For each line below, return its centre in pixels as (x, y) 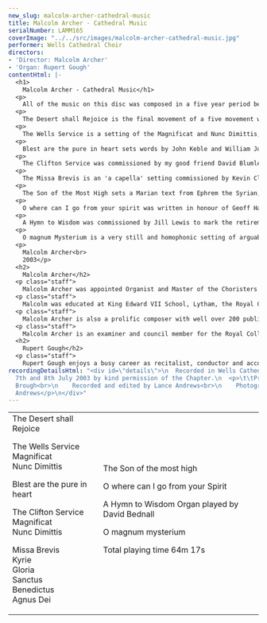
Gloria (23, 570)
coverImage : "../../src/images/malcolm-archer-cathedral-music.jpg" (124, 38)
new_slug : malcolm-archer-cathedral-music (79, 16)
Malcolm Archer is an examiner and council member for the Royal (133, 334)
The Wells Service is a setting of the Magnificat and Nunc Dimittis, (142, 134)
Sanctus (27, 580)
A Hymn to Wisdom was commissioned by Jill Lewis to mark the (128, 223)
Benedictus (33, 590)
